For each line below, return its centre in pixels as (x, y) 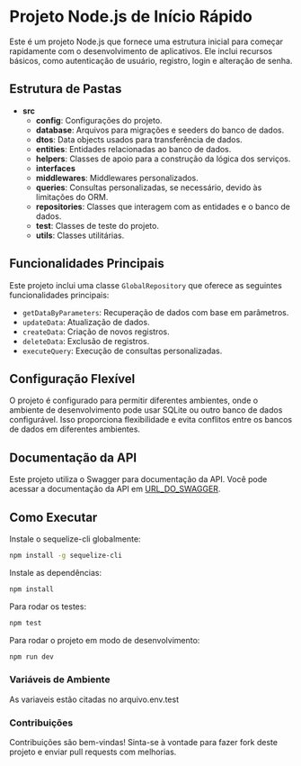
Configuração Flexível (72, 379)
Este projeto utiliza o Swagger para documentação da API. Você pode (138, 479)
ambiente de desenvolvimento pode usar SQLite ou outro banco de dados (146, 410)
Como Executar (53, 517)
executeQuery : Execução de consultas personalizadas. (122, 351)
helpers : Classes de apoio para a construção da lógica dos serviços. (163, 159)
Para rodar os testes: (48, 606)
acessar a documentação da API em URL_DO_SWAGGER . (115, 489)
